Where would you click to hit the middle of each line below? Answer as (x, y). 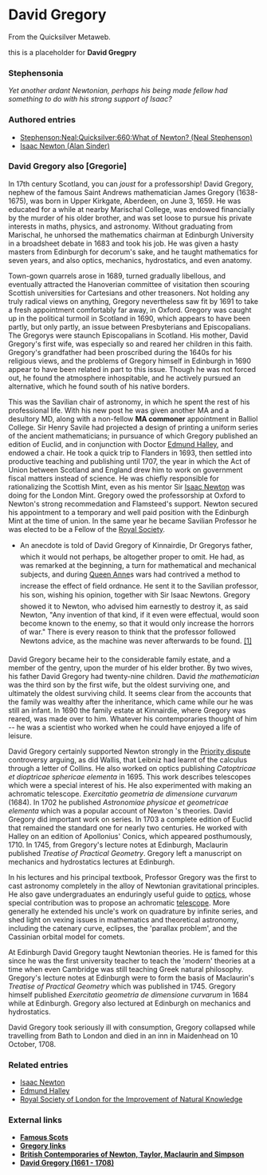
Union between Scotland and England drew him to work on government (126, 470)
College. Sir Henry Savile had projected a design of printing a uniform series (133, 427)
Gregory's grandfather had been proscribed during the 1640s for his (120, 352)
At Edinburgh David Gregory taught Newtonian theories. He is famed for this (133, 952)
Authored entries (42, 120)
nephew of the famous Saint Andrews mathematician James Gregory (122, 192)
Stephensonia (36, 73)
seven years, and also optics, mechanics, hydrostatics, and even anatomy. (130, 260)
